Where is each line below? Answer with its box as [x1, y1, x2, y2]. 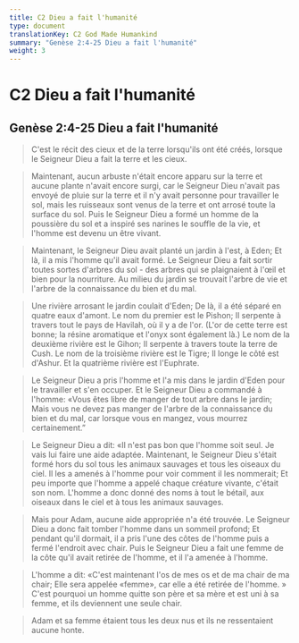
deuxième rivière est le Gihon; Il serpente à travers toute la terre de [30, 339, 278, 350]
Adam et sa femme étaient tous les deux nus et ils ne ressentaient [30, 615, 274, 626]
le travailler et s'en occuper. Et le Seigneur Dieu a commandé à [30, 385, 262, 395]
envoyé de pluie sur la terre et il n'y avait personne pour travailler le [30, 190, 279, 201]
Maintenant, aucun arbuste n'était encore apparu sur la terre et [30, 171, 263, 182]
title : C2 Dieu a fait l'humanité [9, 13, 138, 22]
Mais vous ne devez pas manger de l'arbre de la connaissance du [30, 403, 274, 414]
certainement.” [30, 422, 87, 434]
